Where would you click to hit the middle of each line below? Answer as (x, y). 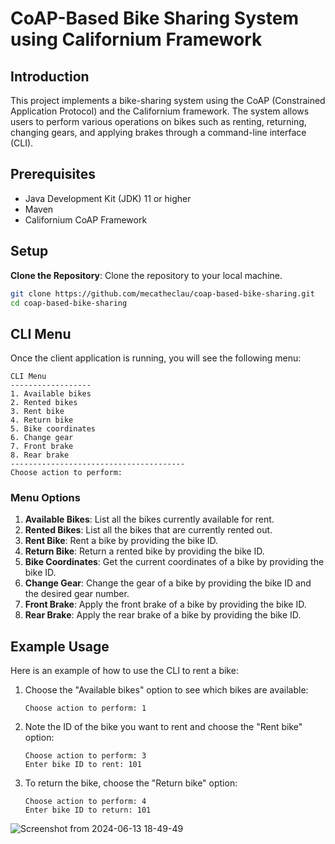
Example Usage (60, 646)
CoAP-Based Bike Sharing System (154, 18)
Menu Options (45, 498)
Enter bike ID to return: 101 (88, 810)
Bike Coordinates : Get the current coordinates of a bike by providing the (174, 562)
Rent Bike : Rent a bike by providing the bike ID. (121, 541)
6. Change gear (42, 438)
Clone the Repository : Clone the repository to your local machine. (146, 275)
